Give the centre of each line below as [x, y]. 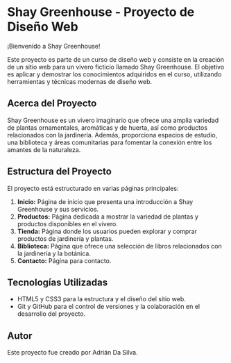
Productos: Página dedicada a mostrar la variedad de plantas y [108, 217]
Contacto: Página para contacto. [64, 260]
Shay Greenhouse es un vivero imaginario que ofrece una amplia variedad [113, 120]
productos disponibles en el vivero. [67, 223]
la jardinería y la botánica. [54, 253]
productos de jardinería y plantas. [65, 238]
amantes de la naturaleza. [44, 149]
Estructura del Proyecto [60, 172]
